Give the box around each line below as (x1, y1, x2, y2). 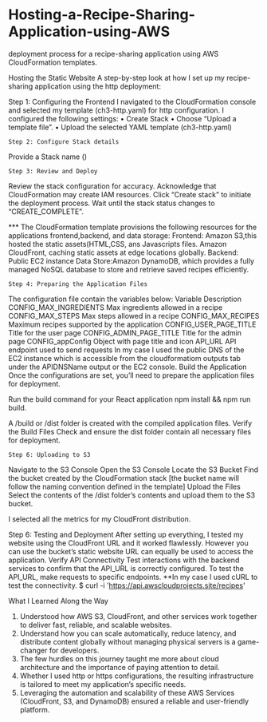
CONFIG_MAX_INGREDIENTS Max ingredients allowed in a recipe (8, 302, 223, 312)
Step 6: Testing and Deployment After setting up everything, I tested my (8, 530, 244, 539)
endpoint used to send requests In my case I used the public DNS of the (8, 345, 245, 355)
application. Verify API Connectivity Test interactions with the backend (8, 555, 240, 565)
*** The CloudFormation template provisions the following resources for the (8, 222, 257, 232)
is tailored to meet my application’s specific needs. (19, 679, 187, 688)
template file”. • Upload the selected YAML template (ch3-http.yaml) (8, 122, 233, 132)
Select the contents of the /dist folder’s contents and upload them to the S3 (8, 490, 256, 500)
